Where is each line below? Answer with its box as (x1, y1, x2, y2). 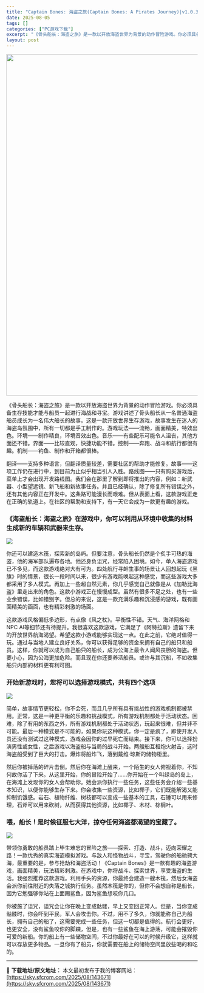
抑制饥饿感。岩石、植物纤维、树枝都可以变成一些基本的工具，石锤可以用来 (6, 793, 192, 800)
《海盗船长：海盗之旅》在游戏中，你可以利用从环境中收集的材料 (6, 514, 193, 523)
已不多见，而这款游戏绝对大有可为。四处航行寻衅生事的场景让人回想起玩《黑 (6, 565, 198, 573)
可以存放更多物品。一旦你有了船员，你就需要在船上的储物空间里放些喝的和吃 (6, 940, 198, 947)
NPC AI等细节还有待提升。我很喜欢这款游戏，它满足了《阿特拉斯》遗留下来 (6, 624, 195, 631)
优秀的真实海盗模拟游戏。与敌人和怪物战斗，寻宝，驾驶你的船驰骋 (27, 851, 192, 859)
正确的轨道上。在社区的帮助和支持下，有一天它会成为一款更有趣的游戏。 (11, 498, 192, 505)
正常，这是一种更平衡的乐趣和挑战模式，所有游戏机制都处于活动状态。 (16, 712, 192, 720)
